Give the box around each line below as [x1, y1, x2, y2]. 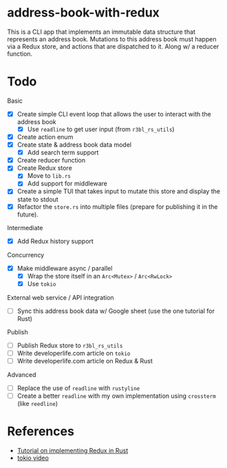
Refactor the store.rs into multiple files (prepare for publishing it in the [17, 202, 218, 211]
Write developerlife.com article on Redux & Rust [17, 357, 153, 365]
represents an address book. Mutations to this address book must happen [7, 34, 217, 43]
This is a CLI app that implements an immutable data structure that [7, 28, 196, 36]
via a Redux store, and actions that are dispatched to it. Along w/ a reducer [7, 42, 219, 50]
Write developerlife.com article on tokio [17, 349, 131, 357]
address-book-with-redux [7, 5, 160, 21]
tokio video [17, 454, 50, 462]
